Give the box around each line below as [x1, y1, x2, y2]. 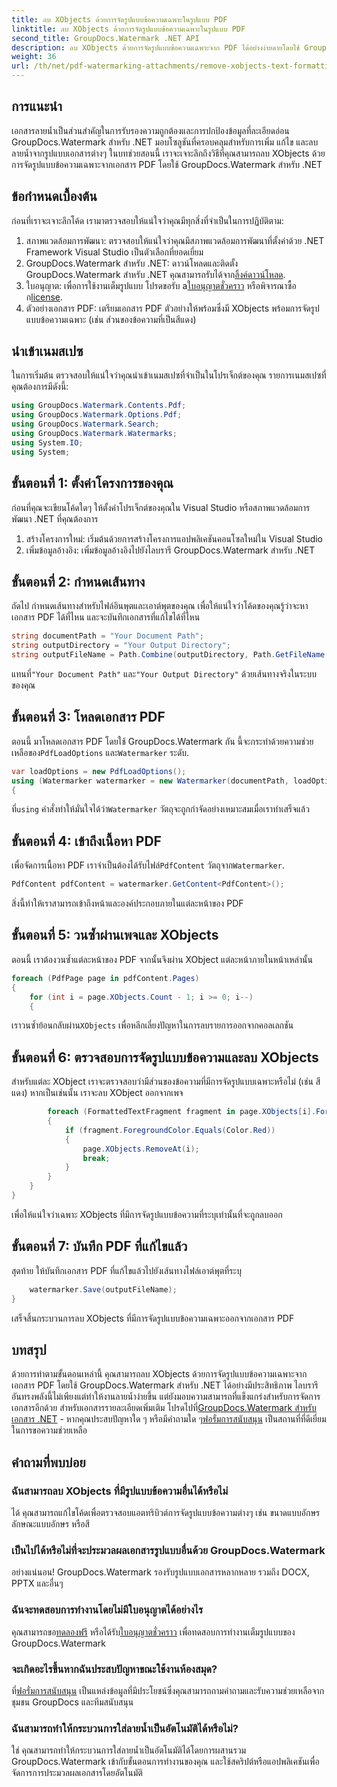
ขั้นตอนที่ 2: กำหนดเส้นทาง [11, 573, 146, 590]
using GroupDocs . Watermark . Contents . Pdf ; [11, 401, 187, 411]
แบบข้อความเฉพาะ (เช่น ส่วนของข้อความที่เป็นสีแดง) [25, 313, 197, 325]
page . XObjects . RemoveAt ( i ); [82, 1144, 200, 1154]
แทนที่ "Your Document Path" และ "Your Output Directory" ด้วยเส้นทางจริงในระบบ [11, 667, 317, 680]
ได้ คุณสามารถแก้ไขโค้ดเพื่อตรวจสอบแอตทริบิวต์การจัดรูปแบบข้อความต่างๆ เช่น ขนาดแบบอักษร [11, 1507, 321, 1518]
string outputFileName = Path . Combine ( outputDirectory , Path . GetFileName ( [11, 650, 330, 660]
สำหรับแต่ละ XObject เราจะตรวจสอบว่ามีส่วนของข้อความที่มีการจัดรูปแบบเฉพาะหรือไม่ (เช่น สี [11, 1076, 321, 1088]
